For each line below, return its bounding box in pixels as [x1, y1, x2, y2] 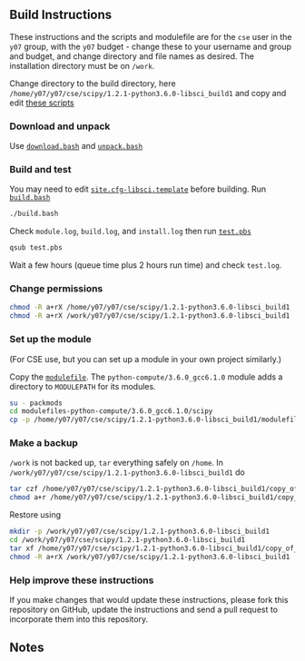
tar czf [9, 485, 39, 494]
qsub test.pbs [9, 243, 64, 252]
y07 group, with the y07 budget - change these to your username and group [9, 41, 292, 52]
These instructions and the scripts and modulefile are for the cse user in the [9, 31, 292, 42]
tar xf [9, 544, 34, 553]
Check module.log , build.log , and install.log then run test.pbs [9, 226, 251, 237]
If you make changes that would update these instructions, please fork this [9, 594, 289, 605]
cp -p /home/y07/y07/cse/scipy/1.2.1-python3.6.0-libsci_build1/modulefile [9, 415, 302, 425]
